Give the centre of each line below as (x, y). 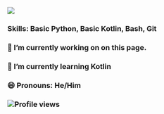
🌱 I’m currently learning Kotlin (59, 66)
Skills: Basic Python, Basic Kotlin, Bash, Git (82, 28)
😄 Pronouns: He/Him (44, 85)
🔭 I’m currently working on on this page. (77, 47)
